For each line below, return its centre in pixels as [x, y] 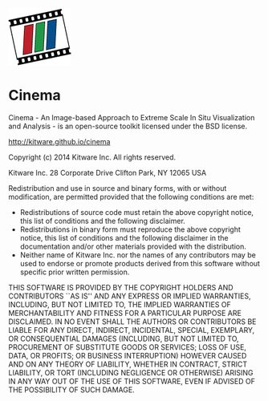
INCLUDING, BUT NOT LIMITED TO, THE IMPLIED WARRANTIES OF [120, 304]
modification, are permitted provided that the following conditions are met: [131, 196]
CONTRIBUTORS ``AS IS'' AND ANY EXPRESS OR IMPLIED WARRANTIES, [130, 296]
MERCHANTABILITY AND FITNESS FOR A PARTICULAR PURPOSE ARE [125, 313]
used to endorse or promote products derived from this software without [140, 263]
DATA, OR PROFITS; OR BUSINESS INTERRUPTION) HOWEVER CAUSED [128, 355]
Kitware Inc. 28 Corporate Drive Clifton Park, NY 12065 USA [108, 172]
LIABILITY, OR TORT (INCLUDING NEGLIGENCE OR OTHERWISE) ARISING [131, 372]
